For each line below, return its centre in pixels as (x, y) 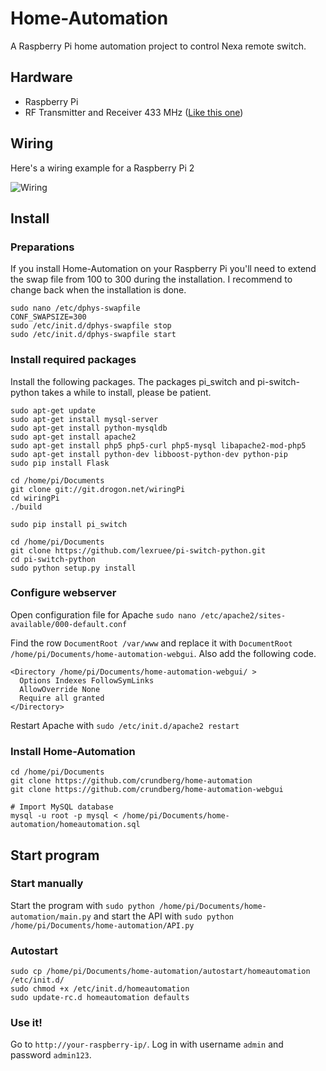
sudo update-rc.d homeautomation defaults (100, 998)
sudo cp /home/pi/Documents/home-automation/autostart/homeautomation (160, 972)
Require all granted (62, 698)
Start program (55, 855)
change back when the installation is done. (98, 290)
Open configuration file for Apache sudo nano (103, 614)
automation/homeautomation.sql (75, 825)
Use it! (26, 1023)
